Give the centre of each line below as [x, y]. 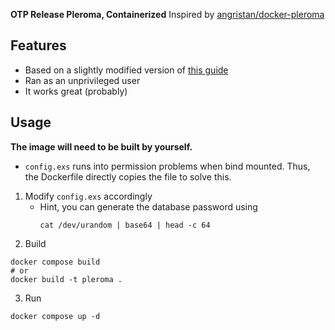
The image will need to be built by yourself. [101, 146]
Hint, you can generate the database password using [148, 206]
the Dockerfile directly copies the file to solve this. [128, 176]
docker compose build [55, 262]
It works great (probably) [76, 91]
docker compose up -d [55, 316]
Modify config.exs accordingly [88, 196]
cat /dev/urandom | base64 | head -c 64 [125, 225]
